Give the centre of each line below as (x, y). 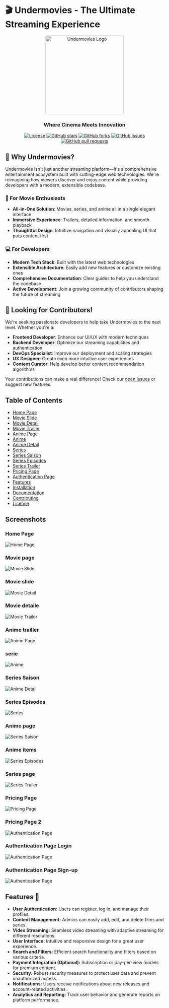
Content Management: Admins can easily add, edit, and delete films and (88, 919)
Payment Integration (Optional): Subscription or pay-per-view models (86, 962)
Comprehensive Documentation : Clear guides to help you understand (86, 278)
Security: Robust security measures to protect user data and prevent (84, 973)
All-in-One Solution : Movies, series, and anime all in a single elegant (84, 209)
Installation (24, 488)
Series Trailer (26, 466)
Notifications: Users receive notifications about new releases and (81, 984)
